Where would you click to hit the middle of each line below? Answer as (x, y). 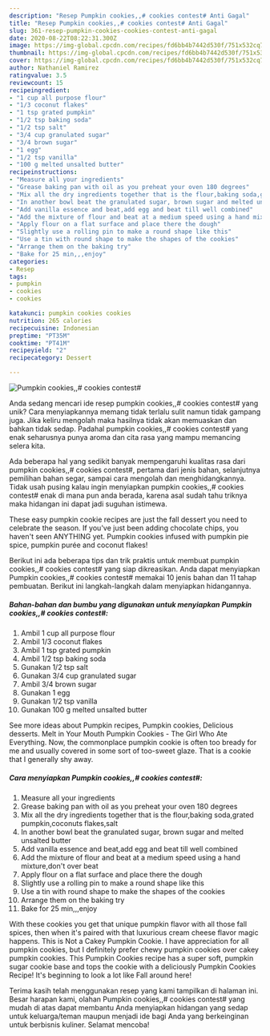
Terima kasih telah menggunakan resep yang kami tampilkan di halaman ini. (134, 990)
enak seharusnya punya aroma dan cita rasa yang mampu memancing (125, 437)
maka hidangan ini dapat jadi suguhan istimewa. (88, 504)
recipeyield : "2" (38, 351)
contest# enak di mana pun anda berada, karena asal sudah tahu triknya (128, 495)
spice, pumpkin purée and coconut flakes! (79, 545)
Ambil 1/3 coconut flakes (61, 641)
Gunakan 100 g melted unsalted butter (84, 709)
